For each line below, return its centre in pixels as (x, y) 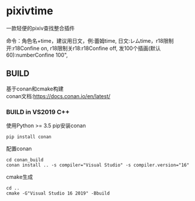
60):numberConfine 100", (37, 55)
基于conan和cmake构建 (35, 89)
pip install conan (29, 137)
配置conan (19, 149)
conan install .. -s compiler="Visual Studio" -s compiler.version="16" (98, 165)
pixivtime (30, 11)
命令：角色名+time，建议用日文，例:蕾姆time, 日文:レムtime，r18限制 (90, 40)
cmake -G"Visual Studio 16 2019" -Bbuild (58, 194)
